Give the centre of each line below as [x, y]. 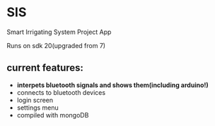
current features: [45, 68]
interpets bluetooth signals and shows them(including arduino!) [113, 85]
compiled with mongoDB [53, 115]
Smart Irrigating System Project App [59, 32]
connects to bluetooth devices [61, 92]
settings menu [38, 108]
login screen [35, 100]
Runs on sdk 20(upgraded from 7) [56, 45]
